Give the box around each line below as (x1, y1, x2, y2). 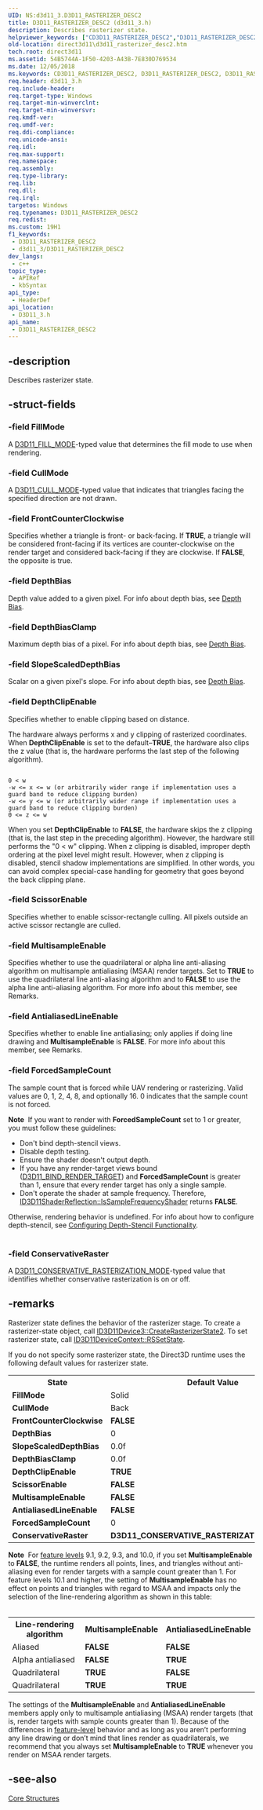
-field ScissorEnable (8, 894, 88, 905)
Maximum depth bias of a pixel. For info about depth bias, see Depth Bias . (8, 639, 247, 649)
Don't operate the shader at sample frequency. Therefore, (19, 1188, 207, 1198)
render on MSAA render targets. (8, 1750, 112, 1759)
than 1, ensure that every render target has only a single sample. (19, 1179, 227, 1190)
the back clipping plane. (8, 875, 86, 884)
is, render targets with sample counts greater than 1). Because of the (8, 1717, 229, 1726)
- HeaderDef (11, 296, 51, 304)
